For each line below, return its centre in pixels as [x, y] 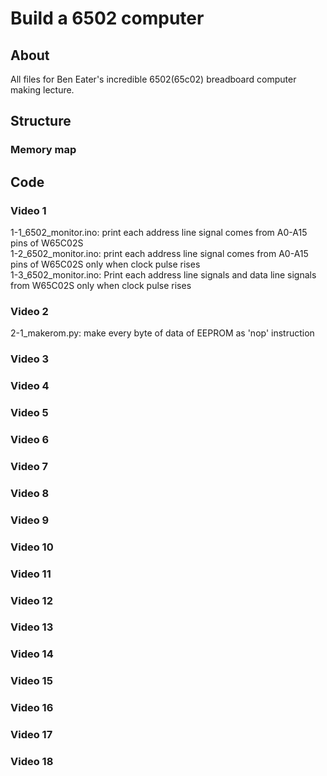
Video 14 [32, 654]
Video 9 [30, 520]
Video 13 [32, 627]
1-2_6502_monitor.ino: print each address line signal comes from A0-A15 [159, 253]
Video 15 [31, 681]
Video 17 [31, 735]
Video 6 [30, 439]
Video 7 [29, 466]
